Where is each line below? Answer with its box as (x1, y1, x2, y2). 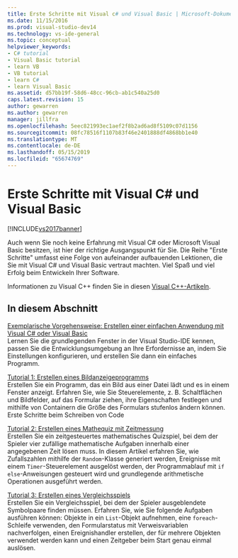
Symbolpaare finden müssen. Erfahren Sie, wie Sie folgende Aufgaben (7, 506, 213, 514)
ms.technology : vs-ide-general (7, 30, 100, 38)
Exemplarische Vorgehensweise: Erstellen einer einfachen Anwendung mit (7, 321, 225, 330)
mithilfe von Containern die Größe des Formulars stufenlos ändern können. (7, 403, 225, 411)
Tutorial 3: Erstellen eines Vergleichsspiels (7, 491, 131, 499)
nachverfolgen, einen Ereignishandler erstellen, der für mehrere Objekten (7, 528, 221, 537)
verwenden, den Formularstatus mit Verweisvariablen (33, 520, 189, 529)
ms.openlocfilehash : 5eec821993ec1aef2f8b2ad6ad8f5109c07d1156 (7, 122, 198, 130)
